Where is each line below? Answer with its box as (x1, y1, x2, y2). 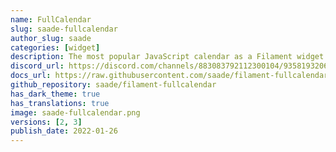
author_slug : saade (10, 33, 92, 43)
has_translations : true (10, 98, 110, 108)
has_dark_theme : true (10, 89, 101, 99)
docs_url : (10, 71, 52, 81)
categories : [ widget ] (10, 42, 101, 53)
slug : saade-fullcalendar (10, 24, 118, 34)
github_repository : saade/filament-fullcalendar (10, 80, 217, 90)
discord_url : (10, 61, 65, 71)
